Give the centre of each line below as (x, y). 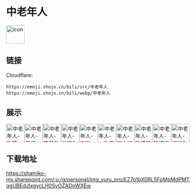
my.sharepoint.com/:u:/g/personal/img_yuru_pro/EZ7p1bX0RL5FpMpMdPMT (98, 180)
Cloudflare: (20, 75)
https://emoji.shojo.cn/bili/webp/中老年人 (58, 93)
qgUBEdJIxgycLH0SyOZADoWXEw (49, 186)
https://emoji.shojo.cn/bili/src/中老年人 (57, 87)
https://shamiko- (26, 173)
